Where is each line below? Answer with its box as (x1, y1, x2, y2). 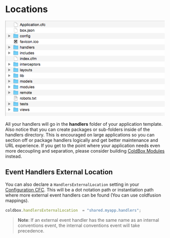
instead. (5, 153, 22, 159)
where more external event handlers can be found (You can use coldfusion (5, 192, 161, 198)
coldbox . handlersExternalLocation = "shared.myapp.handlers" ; (5, 208, 142, 213)
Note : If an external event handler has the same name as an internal (17, 217, 159, 223)
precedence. (17, 227, 45, 233)
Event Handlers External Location (5, 168, 113, 176)
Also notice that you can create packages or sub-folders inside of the (5, 126, 150, 132)
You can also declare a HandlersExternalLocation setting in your (5, 181, 139, 187)
